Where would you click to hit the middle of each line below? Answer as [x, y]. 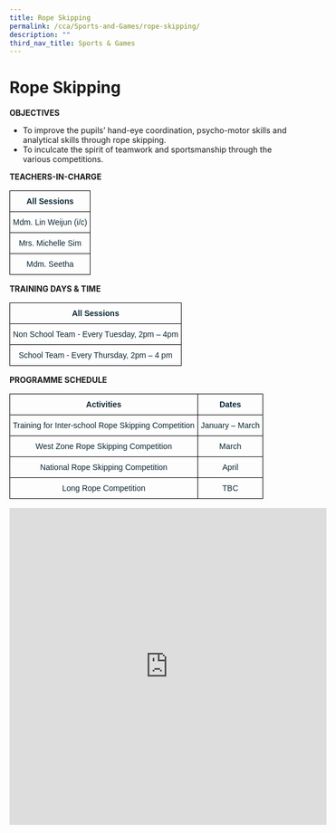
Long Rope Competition [104, 488]
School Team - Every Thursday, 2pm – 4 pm [96, 355]
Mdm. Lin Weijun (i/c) [50, 222]
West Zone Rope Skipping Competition [103, 446]
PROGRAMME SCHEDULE [58, 380]
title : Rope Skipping [50, 18]
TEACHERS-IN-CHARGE [56, 177]
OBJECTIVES [35, 113]
